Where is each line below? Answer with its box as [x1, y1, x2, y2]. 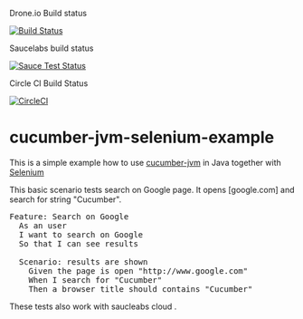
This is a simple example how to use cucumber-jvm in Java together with [9, 157, 282, 168]
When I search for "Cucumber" [28, 275, 163, 285]
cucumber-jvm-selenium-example [9, 127, 274, 148]
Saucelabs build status [9, 43, 94, 53]
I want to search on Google [18, 229, 144, 239]
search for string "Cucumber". [9, 194, 122, 205]
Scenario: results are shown [18, 256, 148, 266]
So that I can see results [18, 238, 138, 248]
